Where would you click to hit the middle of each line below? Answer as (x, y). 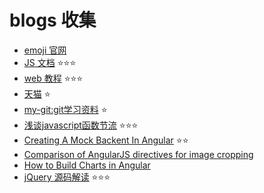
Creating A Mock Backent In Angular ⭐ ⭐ (106, 140)
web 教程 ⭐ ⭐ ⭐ (53, 78)
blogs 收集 (53, 20)
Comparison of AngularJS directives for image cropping (138, 154)
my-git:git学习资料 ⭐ (65, 109)
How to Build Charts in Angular (87, 165)
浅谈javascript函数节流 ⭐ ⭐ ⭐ (81, 125)
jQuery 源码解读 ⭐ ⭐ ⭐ (67, 177)
